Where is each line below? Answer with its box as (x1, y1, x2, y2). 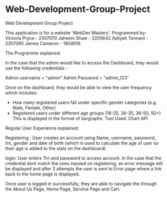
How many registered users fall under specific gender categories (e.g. (12, 99, 157, 105)
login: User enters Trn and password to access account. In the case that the (5, 155, 161, 161)
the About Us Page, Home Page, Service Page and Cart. (5, 186, 121, 192)
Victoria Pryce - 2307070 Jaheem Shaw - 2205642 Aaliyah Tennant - (5, 35, 148, 41)
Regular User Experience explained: (5, 125, 79, 131)
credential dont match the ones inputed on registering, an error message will (5, 160, 163, 166)
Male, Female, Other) (12, 104, 56, 110)
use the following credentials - (5, 65, 68, 71)
